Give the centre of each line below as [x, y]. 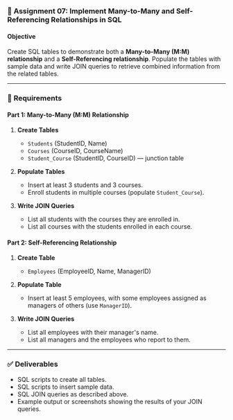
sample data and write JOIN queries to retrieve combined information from [114, 67]
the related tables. [33, 74]
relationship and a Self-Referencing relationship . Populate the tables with [114, 59]
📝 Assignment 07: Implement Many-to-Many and [91, 11]
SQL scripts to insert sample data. [66, 387]
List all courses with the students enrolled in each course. [110, 227]
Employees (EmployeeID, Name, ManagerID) [89, 271]
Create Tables [38, 130]
